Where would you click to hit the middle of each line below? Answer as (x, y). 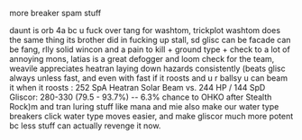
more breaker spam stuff (55, 13)
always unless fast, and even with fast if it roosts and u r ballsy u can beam (149, 78)
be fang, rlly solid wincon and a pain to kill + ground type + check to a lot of (150, 49)
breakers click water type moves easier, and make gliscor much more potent (151, 116)
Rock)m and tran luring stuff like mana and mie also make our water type (144, 106)
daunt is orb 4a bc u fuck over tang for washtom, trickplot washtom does (145, 30)
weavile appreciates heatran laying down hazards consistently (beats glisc (147, 68)
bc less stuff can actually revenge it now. (85, 126)
